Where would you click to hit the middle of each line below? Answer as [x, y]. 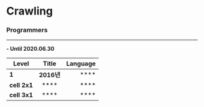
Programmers [27, 30]
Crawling [30, 11]
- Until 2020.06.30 [30, 49]
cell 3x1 [21, 95]
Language [81, 63]
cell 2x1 [21, 85]
